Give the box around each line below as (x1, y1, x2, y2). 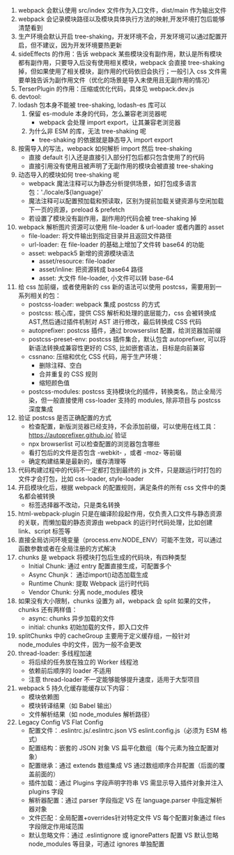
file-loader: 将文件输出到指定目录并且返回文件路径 (28, 232, 172, 239)
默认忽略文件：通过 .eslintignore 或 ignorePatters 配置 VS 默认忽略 (28, 831, 219, 839)
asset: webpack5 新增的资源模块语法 (28, 249, 134, 257)
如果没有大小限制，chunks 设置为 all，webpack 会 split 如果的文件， (17, 597, 214, 605)
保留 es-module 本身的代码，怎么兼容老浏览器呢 (28, 110, 167, 117)
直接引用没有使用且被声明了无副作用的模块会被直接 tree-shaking (28, 162, 214, 170)
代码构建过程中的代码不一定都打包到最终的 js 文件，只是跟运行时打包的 (17, 466, 222, 474)
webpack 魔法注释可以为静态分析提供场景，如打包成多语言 (28, 179, 197, 187)
